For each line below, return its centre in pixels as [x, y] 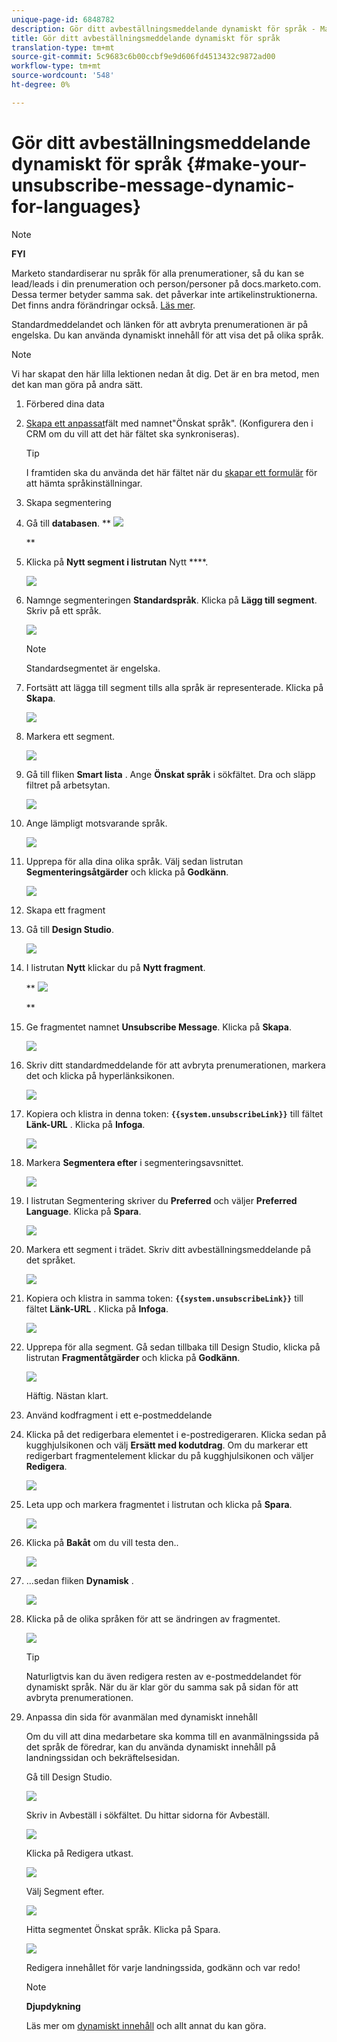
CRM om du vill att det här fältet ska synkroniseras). [132, 433]
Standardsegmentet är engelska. [93, 668]
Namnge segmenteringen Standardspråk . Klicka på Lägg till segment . [171, 600]
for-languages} [76, 206]
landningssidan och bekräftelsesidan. [103, 1757]
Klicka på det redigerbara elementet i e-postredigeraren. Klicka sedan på [176, 1434]
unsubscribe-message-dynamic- [153, 185]
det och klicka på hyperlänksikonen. [100, 1075]
